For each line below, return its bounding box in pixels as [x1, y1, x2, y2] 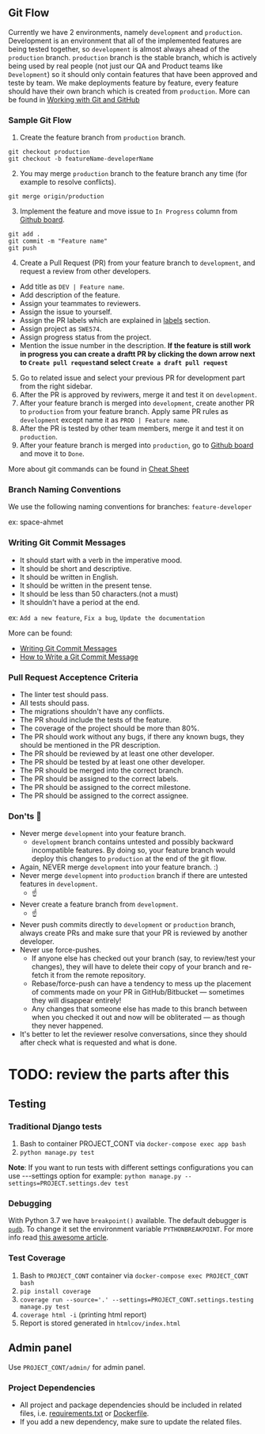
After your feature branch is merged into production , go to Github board [19, 440, 254, 451]
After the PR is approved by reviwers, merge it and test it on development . [19, 390, 257, 400]
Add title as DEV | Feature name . [19, 282, 125, 292]
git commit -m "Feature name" [8, 237, 108, 245]
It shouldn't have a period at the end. [19, 597, 140, 607]
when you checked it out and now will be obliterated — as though [31, 1013, 245, 1022]
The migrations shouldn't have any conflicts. [19, 707, 165, 716]
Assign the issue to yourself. [19, 307, 112, 316]
